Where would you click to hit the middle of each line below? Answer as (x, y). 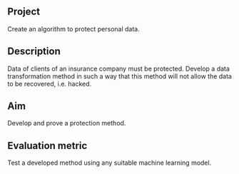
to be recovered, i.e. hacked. (50, 83)
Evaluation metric (47, 145)
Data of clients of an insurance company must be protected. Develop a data (119, 68)
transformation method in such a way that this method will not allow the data (119, 76)
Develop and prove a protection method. (67, 123)
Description (34, 52)
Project (24, 12)
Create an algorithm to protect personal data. (74, 29)
